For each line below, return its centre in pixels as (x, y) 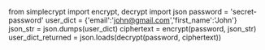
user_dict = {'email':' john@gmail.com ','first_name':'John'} (141, 20)
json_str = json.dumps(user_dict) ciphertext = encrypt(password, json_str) (132, 29)
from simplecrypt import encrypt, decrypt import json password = (119, 12)
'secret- (244, 12)
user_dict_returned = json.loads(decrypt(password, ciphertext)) (115, 37)
